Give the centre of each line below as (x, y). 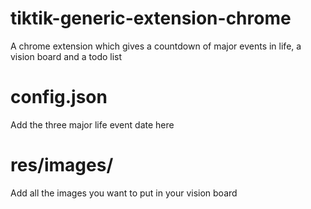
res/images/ (62, 165)
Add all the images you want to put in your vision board (124, 193)
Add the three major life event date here (92, 124)
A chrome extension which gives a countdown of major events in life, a (156, 46)
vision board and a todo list (66, 56)
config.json (59, 97)
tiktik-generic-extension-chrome (151, 18)
